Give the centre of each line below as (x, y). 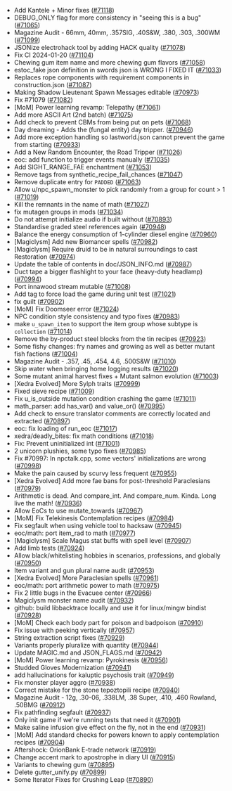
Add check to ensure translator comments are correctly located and (112, 413)
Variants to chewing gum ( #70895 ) (64, 765)
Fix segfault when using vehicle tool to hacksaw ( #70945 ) (98, 526)
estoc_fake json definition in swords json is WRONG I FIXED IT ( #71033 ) (118, 70)
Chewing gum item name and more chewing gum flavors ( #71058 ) (110, 62)
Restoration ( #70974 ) (45, 257)
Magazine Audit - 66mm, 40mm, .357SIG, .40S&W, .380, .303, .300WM (117, 32)
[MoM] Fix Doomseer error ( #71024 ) (66, 309)
